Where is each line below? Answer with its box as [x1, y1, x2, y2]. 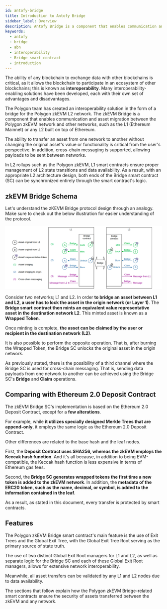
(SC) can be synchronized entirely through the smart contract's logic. [5, 178, 148, 184]
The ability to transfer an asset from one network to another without [5, 136, 144, 142]
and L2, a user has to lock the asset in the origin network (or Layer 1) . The [5, 299, 159, 305]
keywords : [5, 29, 26, 34]
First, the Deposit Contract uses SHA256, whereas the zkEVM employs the [5, 448, 162, 454]
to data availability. [5, 578, 44, 584]
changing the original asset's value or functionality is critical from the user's [5, 142, 161, 148]
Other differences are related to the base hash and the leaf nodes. [5, 438, 141, 445]
